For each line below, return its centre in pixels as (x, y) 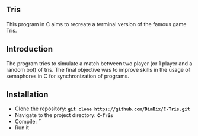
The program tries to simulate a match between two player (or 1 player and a (99, 63)
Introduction (30, 49)
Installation (27, 95)
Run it (22, 128)
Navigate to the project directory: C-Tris (64, 115)
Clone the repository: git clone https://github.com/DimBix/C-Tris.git (102, 109)
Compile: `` (28, 122)
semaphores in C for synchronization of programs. (68, 76)
